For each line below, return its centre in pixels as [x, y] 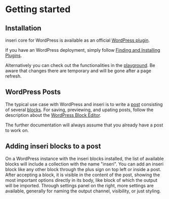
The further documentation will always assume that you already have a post [84, 125]
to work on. [17, 130]
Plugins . [14, 55]
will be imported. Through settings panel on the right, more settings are [79, 185]
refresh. [13, 76]
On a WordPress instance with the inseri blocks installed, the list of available [85, 158]
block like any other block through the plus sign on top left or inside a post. [83, 169]
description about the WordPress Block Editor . [53, 115]
